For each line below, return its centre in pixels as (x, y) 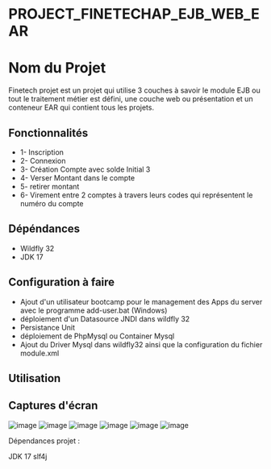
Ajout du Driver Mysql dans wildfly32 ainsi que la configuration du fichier (141, 344)
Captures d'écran (53, 406)
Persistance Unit (47, 327)
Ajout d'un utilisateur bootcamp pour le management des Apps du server (141, 301)
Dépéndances (44, 229)
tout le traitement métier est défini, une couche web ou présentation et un (131, 99)
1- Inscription (42, 152)
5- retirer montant (50, 186)
